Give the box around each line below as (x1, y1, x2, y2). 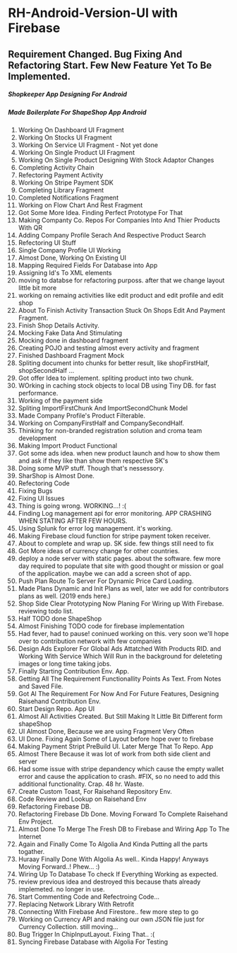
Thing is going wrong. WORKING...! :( (18, 501, 126, 510)
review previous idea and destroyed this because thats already (18, 877, 201, 886)
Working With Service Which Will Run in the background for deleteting (18, 652, 223, 660)
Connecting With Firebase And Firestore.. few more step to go (18, 907, 199, 916)
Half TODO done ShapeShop (18, 614, 102, 623)
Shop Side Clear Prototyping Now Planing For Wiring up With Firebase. (18, 599, 224, 608)
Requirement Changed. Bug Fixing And (8, 48, 183, 60)
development (18, 434, 57, 442)
